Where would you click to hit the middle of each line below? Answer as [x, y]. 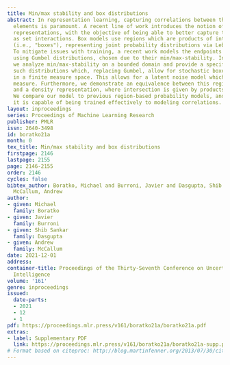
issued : [18, 294]
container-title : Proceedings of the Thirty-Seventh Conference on [105, 268]
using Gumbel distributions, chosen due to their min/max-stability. [114, 58]
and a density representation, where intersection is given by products [119, 90]
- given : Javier [30, 217]
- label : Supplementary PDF [47, 338]
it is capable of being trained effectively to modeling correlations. [118, 103]
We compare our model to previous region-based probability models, [113, 97]
